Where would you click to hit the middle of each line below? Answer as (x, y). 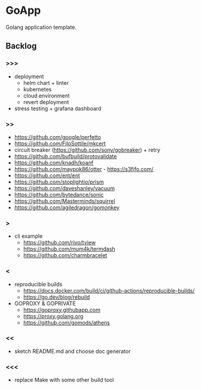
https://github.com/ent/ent (47, 175)
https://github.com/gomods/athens (67, 322)
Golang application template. (41, 27)
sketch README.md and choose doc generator (72, 351)
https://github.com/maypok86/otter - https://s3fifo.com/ (84, 169)
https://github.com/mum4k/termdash (69, 249)
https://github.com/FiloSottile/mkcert (60, 143)
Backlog (21, 46)
